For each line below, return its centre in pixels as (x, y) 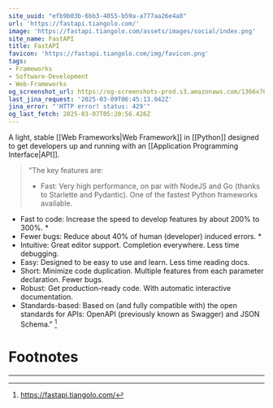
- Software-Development (49, 76)
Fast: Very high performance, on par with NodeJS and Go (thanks (150, 186)
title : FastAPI (34, 46)
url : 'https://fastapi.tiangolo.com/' (74, 24)
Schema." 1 (39, 323)
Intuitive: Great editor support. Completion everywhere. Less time (130, 245)
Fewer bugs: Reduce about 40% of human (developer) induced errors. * (141, 236)
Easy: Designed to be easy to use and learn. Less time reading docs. (135, 262)
